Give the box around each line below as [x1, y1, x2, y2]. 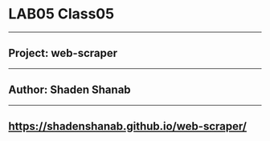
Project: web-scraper [8, 46, 118, 60]
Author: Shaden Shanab [8, 83, 131, 97]
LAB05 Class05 [8, 5, 115, 23]
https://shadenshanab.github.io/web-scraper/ [8, 119, 247, 133]
